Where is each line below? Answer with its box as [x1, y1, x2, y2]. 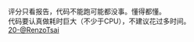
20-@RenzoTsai [8, 26, 60, 34]
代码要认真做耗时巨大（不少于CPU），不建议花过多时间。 [8, 16, 191, 26]
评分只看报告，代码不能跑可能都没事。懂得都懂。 [8, 7, 166, 16]
